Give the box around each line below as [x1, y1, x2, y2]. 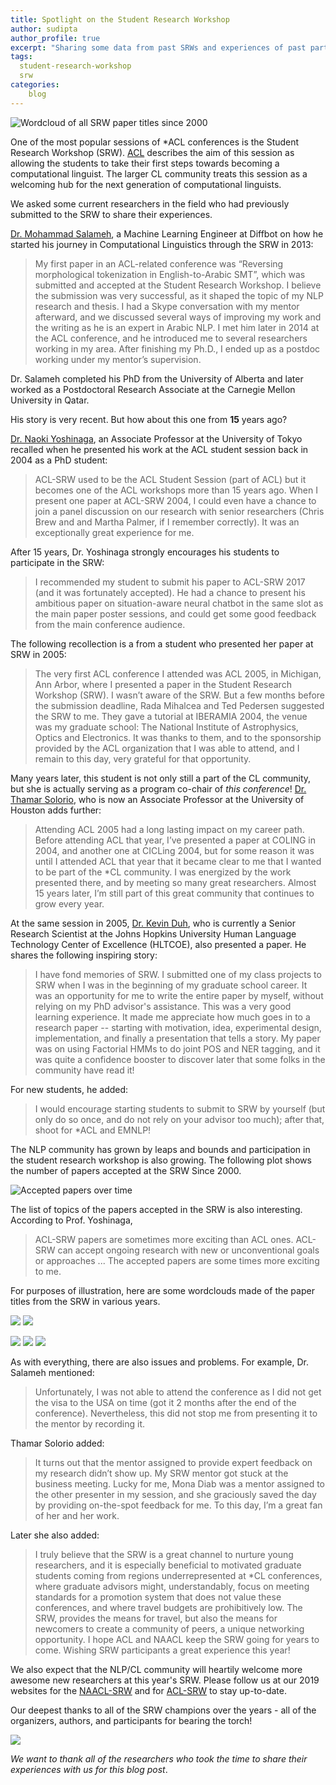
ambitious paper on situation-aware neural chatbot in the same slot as [34, 597, 324, 609]
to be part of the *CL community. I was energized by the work [34, 866, 292, 878]
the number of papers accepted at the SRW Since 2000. [10, 1164, 242, 1176]
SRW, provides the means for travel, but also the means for [34, 1612, 278, 1624]
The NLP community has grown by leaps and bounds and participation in [10, 1143, 311, 1155]
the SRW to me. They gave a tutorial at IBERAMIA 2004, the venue [34, 710, 308, 722]
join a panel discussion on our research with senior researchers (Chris [34, 505, 325, 517]
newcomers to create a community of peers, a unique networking [34, 1622, 305, 1635]
